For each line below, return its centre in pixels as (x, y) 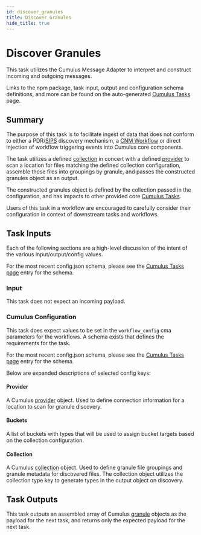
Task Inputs (29, 233)
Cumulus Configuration (41, 317)
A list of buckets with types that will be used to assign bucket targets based (100, 433)
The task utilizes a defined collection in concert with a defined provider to (98, 159)
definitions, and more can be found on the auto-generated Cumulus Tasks (98, 94)
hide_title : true (28, 23)
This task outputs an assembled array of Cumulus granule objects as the (97, 514)
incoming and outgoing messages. (49, 76)
